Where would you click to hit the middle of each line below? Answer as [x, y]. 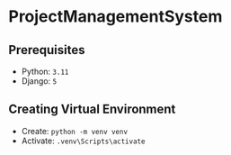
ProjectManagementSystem [115, 17]
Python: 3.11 [45, 71]
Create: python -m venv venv [74, 131]
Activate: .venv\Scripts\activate [83, 141]
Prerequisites [47, 50]
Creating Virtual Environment [92, 109]
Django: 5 [39, 81]
